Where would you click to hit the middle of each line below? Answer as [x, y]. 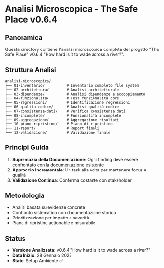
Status [15, 238]
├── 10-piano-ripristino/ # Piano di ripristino [59, 124]
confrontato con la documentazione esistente [58, 165]
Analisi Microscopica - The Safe [71, 9]
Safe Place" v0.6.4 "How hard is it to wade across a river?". [65, 54]
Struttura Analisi [31, 70]
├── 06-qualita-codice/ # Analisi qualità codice [62, 107]
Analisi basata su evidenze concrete [49, 207]
